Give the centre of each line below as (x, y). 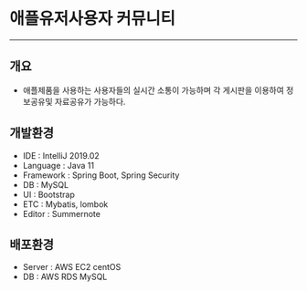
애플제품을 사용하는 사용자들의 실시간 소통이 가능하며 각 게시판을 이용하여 (153, 90)
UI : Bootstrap (48, 194)
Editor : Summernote (61, 213)
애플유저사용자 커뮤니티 (92, 19)
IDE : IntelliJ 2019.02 (61, 155)
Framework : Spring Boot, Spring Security (101, 175)
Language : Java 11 (58, 165)
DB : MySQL (46, 184)
